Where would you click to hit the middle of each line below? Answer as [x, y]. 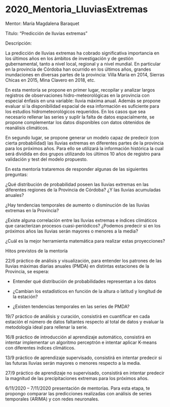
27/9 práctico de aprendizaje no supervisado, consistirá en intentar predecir [85, 373]
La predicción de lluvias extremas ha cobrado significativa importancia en [82, 53]
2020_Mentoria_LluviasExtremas [77, 9]
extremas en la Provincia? [32, 210]
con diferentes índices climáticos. [40, 347]
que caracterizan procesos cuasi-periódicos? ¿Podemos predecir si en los [83, 225]
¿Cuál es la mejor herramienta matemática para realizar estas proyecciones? [85, 241]
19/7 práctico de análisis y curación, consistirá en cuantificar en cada [78, 316]
